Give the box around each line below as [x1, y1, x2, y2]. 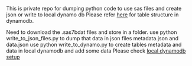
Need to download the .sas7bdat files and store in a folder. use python [6, 29, 177, 36]
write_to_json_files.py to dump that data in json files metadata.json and [6, 35, 179, 41]
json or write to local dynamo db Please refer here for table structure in [6, 11, 179, 18]
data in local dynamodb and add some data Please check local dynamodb [6, 47, 186, 54]
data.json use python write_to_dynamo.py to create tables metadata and [6, 41, 182, 48]
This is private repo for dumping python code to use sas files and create [6, 5, 182, 12]
